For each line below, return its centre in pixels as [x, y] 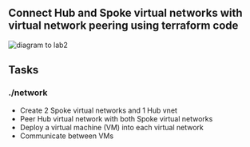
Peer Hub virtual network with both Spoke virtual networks [116, 118]
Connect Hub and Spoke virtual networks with [125, 13]
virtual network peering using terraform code [123, 26]
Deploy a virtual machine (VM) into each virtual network [111, 127]
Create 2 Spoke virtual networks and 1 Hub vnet [99, 110]
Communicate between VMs [67, 136]
